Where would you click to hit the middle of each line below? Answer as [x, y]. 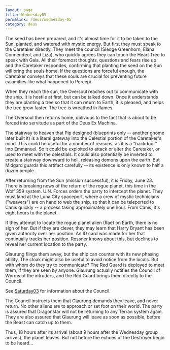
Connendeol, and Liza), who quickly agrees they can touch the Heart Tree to [85, 55]
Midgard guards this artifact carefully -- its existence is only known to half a [84, 165]
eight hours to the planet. [32, 213]
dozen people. [20, 171]
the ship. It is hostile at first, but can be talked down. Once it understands [82, 97]
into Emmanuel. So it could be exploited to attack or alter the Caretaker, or [82, 149]
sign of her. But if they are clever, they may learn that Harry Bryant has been [85, 228]
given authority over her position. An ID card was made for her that [75, 234]
